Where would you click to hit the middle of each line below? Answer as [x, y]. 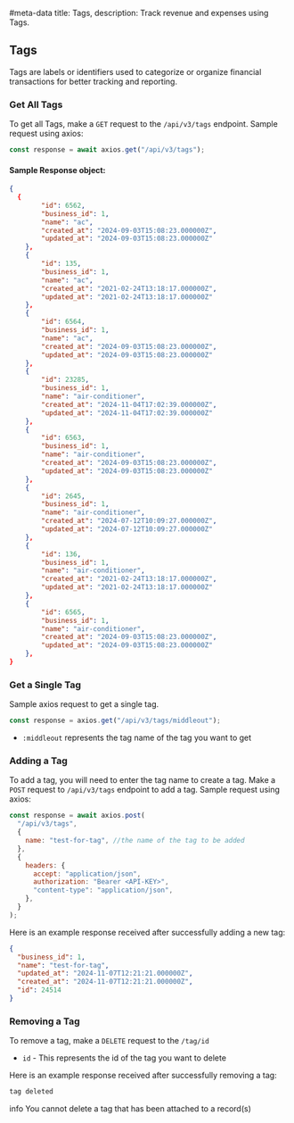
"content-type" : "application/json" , [103, 890]
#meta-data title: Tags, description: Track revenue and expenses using [139, 13]
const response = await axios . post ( [77, 816]
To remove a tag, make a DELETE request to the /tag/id [109, 1041]
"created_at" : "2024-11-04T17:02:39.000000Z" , [129, 404]
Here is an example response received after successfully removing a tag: [143, 1076]
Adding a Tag [39, 761]
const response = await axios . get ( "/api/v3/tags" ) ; [107, 150]
